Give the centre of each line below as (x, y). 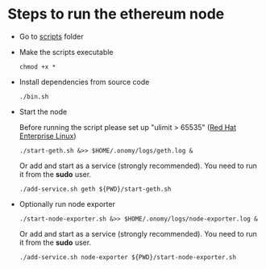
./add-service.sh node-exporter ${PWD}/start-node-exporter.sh (128, 257)
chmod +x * (37, 67)
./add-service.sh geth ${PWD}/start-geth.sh (95, 189)
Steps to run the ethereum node (116, 14)
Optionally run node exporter (67, 204)
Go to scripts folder (51, 36)
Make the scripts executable (66, 52)
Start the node (43, 111)
